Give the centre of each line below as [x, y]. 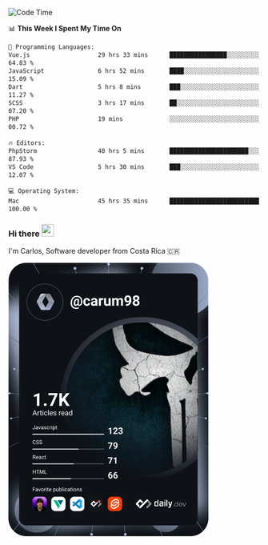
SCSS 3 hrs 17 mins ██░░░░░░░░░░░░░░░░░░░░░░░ [134, 103]
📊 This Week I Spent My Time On [65, 28]
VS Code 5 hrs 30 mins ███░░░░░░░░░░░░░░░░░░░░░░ [134, 167]
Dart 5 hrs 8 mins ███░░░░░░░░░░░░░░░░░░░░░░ [134, 87]
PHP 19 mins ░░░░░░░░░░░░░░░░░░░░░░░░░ [134, 119]
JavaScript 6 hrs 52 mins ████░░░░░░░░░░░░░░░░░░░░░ [134, 71]
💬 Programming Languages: [51, 47]
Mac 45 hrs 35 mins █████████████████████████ [134, 201]
